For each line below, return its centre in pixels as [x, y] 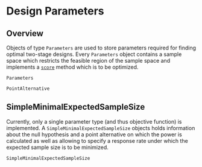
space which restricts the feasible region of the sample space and [88, 61]
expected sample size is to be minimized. [57, 147]
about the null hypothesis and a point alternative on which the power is [94, 134]
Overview [25, 33]
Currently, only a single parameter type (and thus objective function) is [94, 121]
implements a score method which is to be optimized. [72, 67]
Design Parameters [55, 11]
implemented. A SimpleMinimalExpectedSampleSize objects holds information [101, 128]
